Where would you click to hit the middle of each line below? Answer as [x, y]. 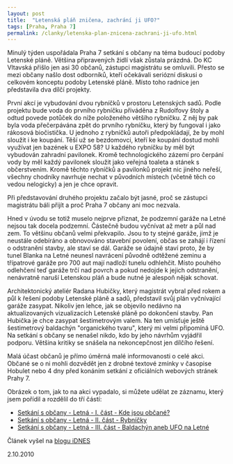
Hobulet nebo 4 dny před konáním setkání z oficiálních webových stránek [112, 371]
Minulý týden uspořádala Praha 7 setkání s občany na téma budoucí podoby [116, 53]
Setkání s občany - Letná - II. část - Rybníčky [82, 420]
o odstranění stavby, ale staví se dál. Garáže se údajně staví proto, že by [111, 248]
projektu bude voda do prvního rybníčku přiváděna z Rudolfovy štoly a [108, 110]
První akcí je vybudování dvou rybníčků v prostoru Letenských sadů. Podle [114, 103]
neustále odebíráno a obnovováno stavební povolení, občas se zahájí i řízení [116, 241]
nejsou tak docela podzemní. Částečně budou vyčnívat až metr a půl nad [112, 226]
